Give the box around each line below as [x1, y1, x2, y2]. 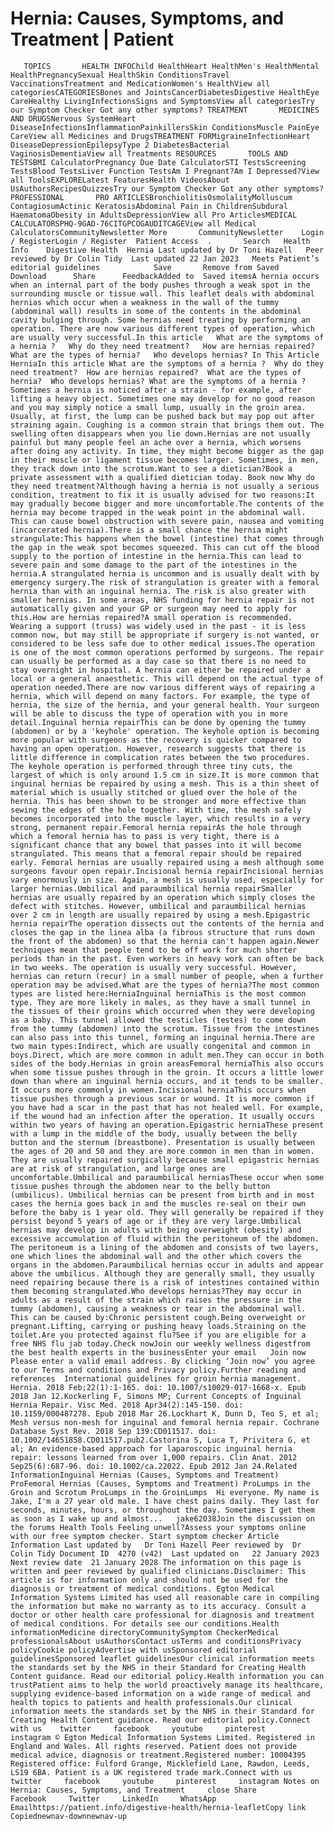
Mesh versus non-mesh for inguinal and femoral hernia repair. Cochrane [10, 1417, 320, 1427]
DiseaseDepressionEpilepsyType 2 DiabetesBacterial [10, 140, 230, 150]
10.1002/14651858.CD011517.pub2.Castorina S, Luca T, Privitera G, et [10, 1435, 311, 1445]
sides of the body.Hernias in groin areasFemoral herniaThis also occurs [10, 1058, 325, 1069]
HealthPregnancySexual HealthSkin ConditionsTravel [10, 70, 230, 80]
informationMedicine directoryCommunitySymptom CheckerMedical [10, 1627, 280, 1637]
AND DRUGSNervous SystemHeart [10, 113, 137, 124]
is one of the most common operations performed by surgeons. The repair [10, 647, 325, 657]
